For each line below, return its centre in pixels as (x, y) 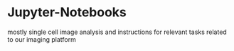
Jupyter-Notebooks (67, 12)
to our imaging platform (42, 39)
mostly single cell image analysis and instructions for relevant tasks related (117, 32)
